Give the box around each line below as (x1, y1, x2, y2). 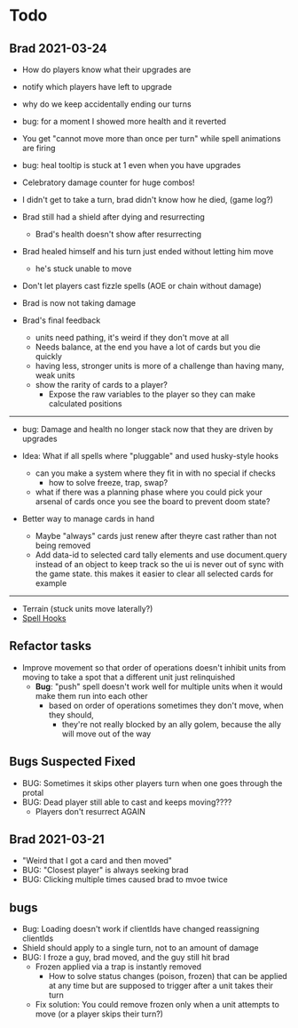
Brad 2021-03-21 (9, 832, 105, 847)
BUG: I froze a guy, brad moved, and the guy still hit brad (21, 952, 231, 963)
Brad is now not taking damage (21, 298, 136, 308)
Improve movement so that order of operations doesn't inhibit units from (21, 662, 286, 672)
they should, (48, 709, 95, 720)
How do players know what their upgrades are (21, 64, 192, 75)
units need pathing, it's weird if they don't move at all (35, 333, 229, 342)
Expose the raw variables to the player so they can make (48, 389, 255, 399)
